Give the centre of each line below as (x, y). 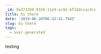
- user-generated (27, 32)
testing (12, 46)
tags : (11, 28)
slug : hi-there (21, 23)
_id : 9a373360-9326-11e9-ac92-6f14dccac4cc (51, 10)
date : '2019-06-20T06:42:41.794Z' (41, 19)
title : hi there (22, 14)
